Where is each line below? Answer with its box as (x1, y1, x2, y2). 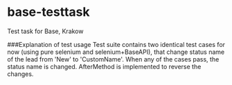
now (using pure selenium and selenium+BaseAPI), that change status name (7, 48, 225, 56)
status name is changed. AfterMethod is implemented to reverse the (7, 62, 202, 70)
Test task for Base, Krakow (7, 27, 84, 35)
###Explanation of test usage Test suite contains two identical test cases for (7, 40, 226, 48)
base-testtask (7, 4, 90, 20)
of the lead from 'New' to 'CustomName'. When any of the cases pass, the (7, 55, 220, 63)
